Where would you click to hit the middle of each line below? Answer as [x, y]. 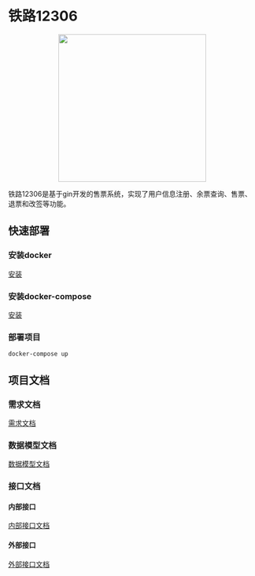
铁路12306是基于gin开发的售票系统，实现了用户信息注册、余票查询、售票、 [130, 194]
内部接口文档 [29, 526]
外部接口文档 [29, 564]
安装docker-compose [50, 296]
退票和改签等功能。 [39, 203]
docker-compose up [38, 354]
